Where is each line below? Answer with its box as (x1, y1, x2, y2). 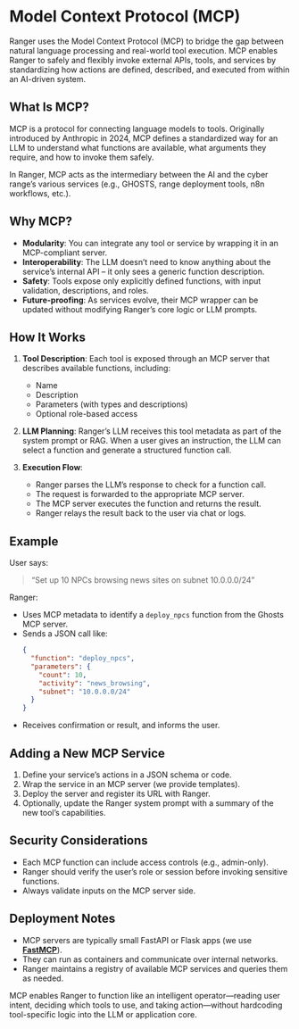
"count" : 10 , (38, 670, 87, 679)
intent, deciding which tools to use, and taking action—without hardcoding (9, 1000, 283, 1010)
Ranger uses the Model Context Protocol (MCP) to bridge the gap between (9, 36, 284, 46)
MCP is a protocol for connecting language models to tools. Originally (9, 123, 265, 134)
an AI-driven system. (9, 73, 87, 84)
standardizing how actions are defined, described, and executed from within (9, 64, 290, 75)
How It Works (9, 329, 87, 344)
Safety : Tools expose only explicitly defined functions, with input (21, 275, 262, 286)
